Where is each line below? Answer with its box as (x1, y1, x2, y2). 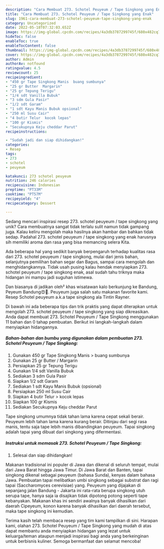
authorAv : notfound (5, 61, 45, 66)
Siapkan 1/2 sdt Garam (12, 378, 58, 384)
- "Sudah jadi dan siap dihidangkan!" (5, 138, 84, 143)
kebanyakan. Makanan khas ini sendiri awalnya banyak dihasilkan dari (5, 498, 146, 504)
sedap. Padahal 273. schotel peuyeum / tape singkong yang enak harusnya (5, 234, 156, 240)
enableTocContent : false (5, 43, 56, 48)
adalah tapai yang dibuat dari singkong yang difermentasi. (5, 429, 122, 435)
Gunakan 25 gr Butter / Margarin (12, 358, 78, 363)
